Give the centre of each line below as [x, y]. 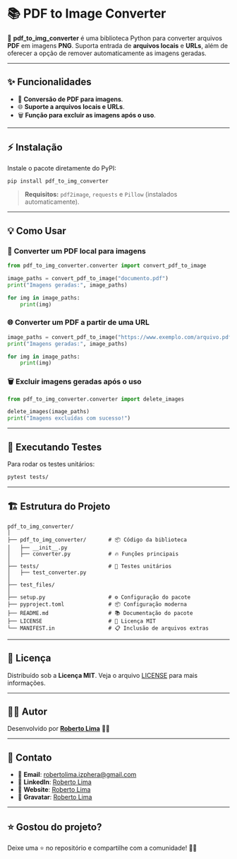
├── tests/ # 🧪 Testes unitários [90, 566]
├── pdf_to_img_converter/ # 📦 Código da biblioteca [97, 540]
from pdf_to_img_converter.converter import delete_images [96, 399]
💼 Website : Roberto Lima [54, 790]
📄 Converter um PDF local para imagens [77, 250]
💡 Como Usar [37, 231]
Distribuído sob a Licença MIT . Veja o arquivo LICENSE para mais [103, 675]
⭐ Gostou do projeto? [55, 827]
